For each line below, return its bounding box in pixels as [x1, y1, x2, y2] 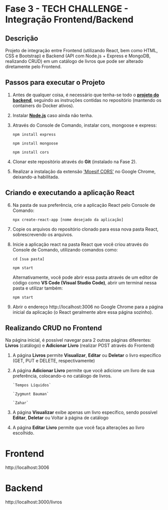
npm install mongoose [12, 140, 58, 146]
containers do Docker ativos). [12, 102, 74, 108]
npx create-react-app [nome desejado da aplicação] [12, 217, 124, 222]
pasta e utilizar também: [12, 285, 63, 291]
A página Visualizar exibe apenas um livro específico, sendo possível [12, 409, 158, 416]
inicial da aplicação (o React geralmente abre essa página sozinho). [12, 309, 153, 315]
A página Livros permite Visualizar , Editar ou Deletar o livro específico [12, 352, 161, 358]
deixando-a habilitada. [12, 173, 60, 180]
